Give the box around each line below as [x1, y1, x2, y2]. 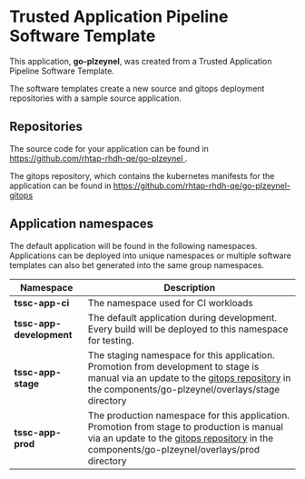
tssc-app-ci [14, 296, 70, 309]
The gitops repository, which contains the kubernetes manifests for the [9, 170, 275, 181]
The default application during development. [87, 311, 277, 324]
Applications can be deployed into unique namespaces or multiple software [9, 250, 292, 261]
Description [162, 281, 216, 294]
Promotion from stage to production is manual [87, 420, 284, 433]
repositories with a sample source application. [9, 93, 182, 104]
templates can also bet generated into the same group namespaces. [9, 259, 265, 270]
